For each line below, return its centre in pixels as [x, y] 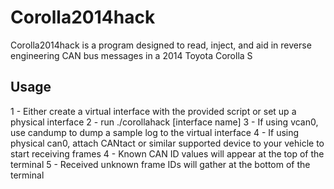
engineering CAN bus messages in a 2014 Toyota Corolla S [131, 55]
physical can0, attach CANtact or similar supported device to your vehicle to [167, 143]
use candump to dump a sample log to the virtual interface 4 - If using [155, 132]
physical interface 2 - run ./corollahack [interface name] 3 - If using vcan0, [164, 122]
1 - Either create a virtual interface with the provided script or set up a [153, 111]
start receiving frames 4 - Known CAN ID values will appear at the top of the [167, 153]
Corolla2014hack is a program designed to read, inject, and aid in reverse [161, 45]
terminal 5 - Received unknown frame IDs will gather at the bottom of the [160, 164]
